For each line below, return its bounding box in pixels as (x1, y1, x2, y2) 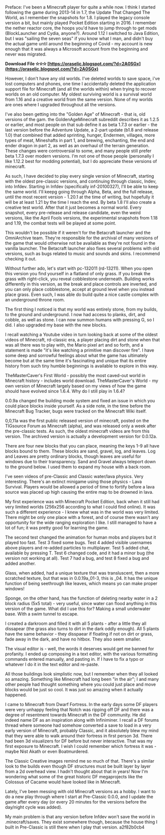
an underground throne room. (5, 297, 65, 302)
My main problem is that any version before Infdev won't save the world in (5, 814, 155, 819)
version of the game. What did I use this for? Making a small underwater (5, 606, 151, 611)
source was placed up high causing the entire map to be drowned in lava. (5, 489, 154, 495)
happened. (5, 692, 27, 698)
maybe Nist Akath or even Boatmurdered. (5, 748, 89, 754)
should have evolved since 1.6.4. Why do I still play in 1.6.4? (5, 388, 125, 394)
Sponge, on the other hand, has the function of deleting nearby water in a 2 (5, 595, 158, 601)
